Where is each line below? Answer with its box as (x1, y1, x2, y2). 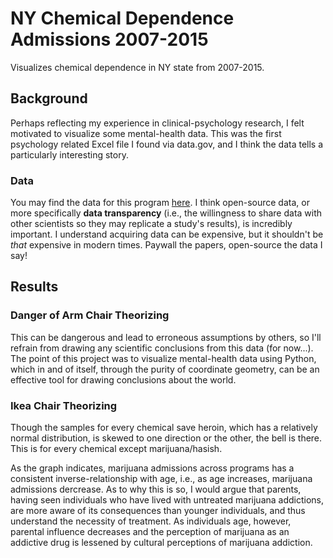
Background (10, 90, 88, 107)
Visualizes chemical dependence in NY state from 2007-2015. (10, 61, 265, 73)
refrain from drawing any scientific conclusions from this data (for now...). (10, 342, 314, 354)
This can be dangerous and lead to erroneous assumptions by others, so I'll (10, 331, 322, 343)
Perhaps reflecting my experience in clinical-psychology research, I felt (10, 117, 305, 129)
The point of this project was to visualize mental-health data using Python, (10, 352, 317, 364)
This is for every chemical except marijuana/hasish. (10, 443, 223, 455)
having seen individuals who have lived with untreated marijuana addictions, (10, 494, 325, 506)
